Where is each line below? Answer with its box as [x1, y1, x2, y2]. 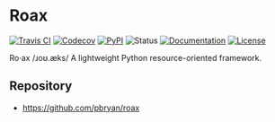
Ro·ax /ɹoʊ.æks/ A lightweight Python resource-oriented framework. [9, 52, 262, 63]
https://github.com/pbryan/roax [22, 102, 140, 113]
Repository [9, 78, 73, 94]
